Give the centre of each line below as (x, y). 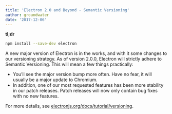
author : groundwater (27, 15)
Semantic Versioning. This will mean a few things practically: (69, 64)
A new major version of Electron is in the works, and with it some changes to (86, 53)
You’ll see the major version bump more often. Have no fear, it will (82, 74)
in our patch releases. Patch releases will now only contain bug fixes (85, 91)
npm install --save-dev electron (41, 44)
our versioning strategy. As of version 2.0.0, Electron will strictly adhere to (83, 59)
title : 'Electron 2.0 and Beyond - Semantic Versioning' (68, 10)
